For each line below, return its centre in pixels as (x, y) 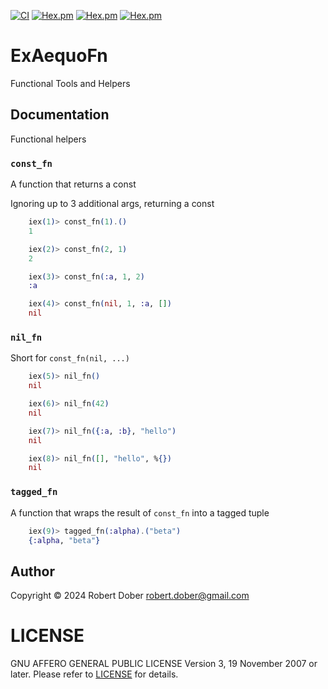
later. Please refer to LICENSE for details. (94, 674)
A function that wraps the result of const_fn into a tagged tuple (140, 512)
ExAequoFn (59, 56)
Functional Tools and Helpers (70, 83)
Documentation (60, 115)
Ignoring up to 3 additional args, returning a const (112, 204)
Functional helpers (48, 139)
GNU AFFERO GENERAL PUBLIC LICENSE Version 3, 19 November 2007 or (164, 664)
